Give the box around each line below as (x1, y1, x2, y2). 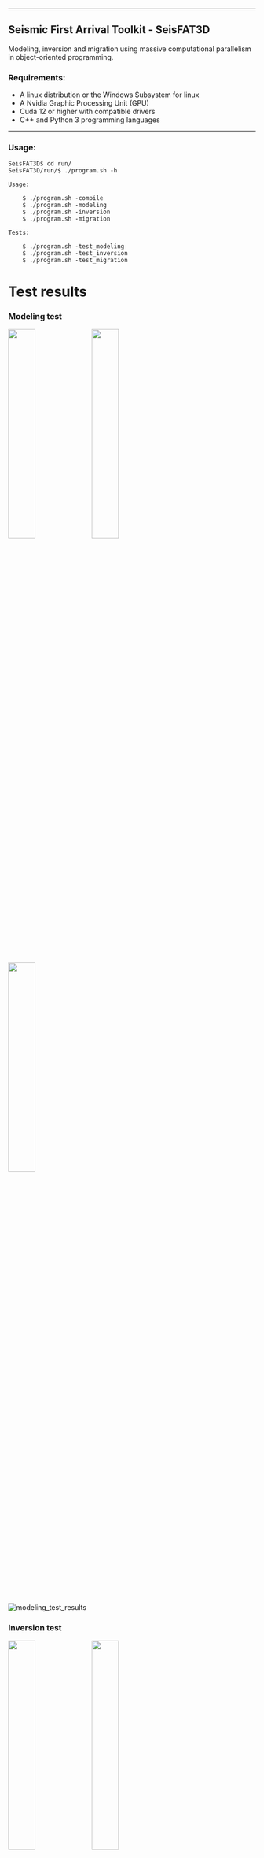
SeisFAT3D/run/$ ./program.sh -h (8, 167, 118, 175)
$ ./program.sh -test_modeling (22, 243, 125, 250)
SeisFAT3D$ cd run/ (8, 160, 72, 168)
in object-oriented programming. (8, 52, 114, 61)
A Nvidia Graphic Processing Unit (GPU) (19, 98, 149, 108)
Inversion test (8, 1622, 62, 1633)
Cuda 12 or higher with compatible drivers (19, 107, 156, 117)
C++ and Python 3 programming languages (19, 115, 161, 124)
